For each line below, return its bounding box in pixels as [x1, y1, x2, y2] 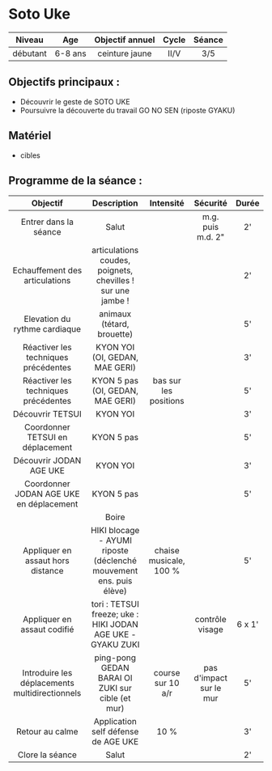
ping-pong [94, 652, 136, 663]
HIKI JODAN [91, 619, 139, 630]
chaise [154, 545, 180, 557]
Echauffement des [12, 265, 83, 276]
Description [91, 197, 139, 209]
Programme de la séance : [8, 173, 143, 187]
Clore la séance [17, 749, 77, 760]
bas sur [152, 375, 181, 387]
